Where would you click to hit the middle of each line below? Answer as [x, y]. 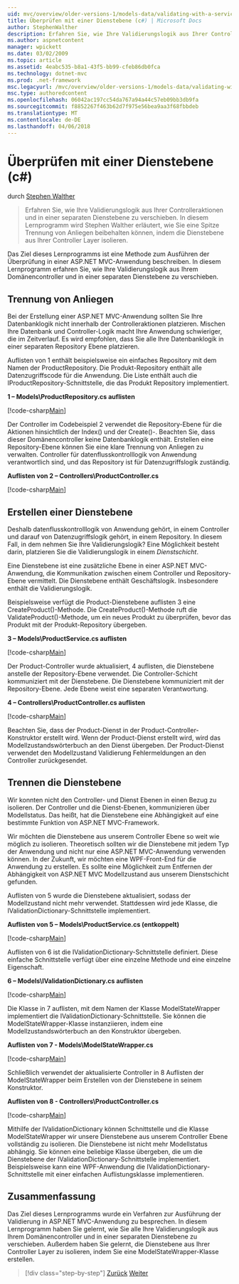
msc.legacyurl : [30, 87]
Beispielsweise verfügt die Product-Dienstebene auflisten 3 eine [102, 603]
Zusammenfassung [52, 1197]
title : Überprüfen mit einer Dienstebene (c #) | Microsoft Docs [105, 21]
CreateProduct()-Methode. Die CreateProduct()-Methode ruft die [102, 610]
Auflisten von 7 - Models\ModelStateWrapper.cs [80, 1045]
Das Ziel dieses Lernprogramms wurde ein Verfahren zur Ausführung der [115, 1214]
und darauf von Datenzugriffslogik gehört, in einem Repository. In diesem [115, 537]
